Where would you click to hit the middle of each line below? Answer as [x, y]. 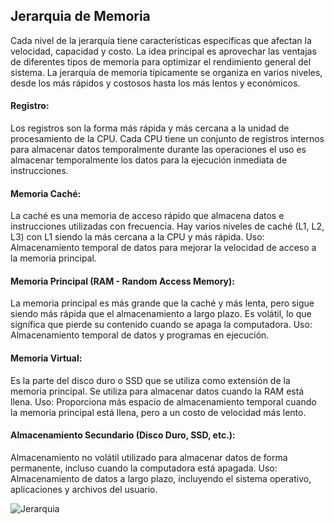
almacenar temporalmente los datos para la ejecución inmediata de [149, 160]
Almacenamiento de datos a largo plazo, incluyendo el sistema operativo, [161, 478]
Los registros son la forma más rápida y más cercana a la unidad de [150, 128]
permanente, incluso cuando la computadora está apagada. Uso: [144, 468]
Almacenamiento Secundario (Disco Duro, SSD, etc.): [123, 435]
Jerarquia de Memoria [80, 16]
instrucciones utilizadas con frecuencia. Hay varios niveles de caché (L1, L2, [167, 226]
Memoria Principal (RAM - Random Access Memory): [122, 281]
